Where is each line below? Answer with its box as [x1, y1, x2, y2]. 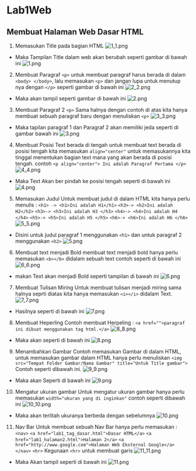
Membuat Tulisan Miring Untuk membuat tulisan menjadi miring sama [15, 284, 181, 291]
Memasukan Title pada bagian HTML [15, 42, 104, 49]
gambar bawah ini [15, 130, 59, 137]
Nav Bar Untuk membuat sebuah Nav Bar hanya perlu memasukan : [15, 424, 177, 430]
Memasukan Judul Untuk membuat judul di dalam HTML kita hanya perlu [15, 195, 190, 202]
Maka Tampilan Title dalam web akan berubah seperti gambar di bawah [15, 54, 187, 60]
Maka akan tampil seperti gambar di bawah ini [15, 95, 126, 102]
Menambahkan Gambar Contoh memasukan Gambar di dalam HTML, [15, 348, 181, 355]
